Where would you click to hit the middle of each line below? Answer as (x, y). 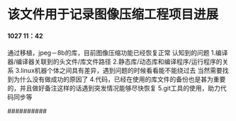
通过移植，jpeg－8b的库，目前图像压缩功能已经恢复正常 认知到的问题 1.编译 (118, 53)
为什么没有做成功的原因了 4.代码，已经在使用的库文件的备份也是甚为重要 (119, 79)
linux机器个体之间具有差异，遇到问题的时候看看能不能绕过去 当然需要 (122, 71)
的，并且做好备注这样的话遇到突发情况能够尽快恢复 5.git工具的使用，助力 (114, 88)
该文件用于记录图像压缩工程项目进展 (113, 15)
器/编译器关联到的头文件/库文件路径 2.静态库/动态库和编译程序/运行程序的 (115, 62)
